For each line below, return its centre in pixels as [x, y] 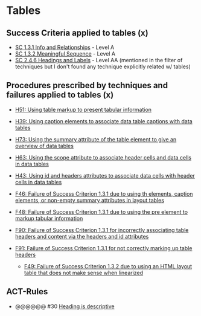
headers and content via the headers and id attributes [82, 236]
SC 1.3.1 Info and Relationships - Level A [65, 47]
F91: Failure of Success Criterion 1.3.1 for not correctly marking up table [104, 248]
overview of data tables [44, 146]
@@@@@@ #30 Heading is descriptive [65, 306]
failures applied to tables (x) [60, 95]
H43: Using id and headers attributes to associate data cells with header [105, 175]
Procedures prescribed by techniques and [87, 85]
